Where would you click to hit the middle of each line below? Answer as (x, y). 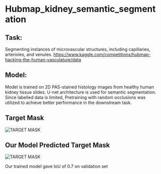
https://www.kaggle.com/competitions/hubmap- (102, 54)
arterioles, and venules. (29, 54)
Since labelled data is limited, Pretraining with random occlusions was (75, 97)
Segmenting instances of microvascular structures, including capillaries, (78, 49)
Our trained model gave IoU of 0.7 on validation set (57, 166)
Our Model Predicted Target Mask (57, 145)
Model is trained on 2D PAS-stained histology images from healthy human (80, 87)
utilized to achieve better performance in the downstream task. (69, 102)
